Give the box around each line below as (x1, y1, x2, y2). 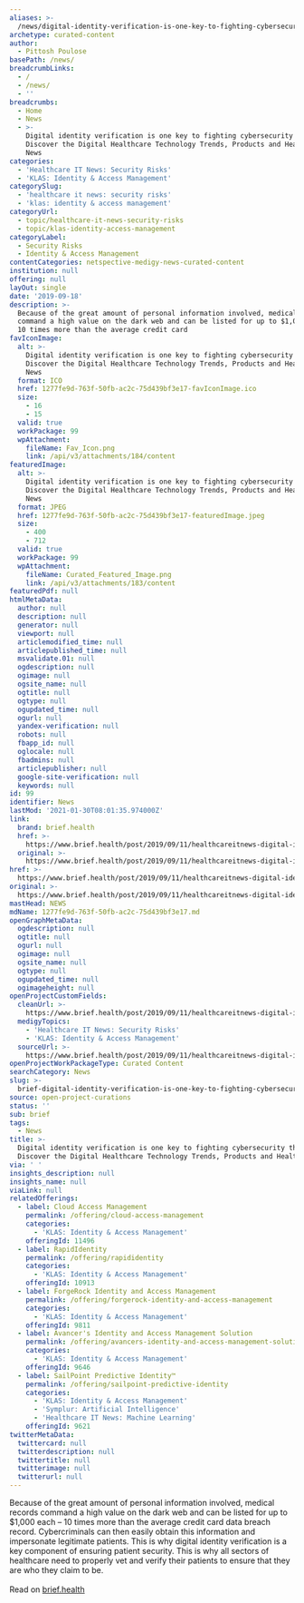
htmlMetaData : (9, 595, 63, 604)
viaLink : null (9, 1186, 63, 1195)
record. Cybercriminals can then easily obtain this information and (9, 1526, 256, 1537)
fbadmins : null (17, 755, 75, 765)
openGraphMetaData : (9, 915, 83, 925)
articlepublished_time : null (17, 646, 128, 655)
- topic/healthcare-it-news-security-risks (17, 215, 184, 225)
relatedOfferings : (9, 1194, 79, 1203)
